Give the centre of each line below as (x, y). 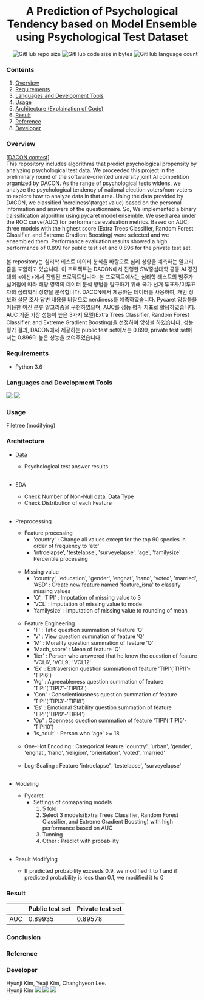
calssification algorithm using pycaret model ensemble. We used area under (101, 215)
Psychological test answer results (66, 466)
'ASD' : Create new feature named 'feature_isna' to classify (107, 585)
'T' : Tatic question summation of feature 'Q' (88, 630)
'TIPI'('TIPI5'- (170, 720)
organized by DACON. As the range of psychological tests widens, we (93, 183)
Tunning (53, 834)
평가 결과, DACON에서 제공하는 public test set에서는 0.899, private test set (97, 330)
